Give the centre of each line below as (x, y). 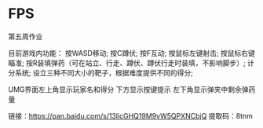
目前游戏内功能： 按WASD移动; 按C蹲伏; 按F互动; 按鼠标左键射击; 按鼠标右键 (131, 53)
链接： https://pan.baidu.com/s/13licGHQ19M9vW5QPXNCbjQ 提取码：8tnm (131, 115)
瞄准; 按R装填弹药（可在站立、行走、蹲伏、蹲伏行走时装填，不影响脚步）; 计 (131, 63)
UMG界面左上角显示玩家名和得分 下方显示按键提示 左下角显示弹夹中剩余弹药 (132, 89)
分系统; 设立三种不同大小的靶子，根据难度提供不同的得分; (101, 72)
